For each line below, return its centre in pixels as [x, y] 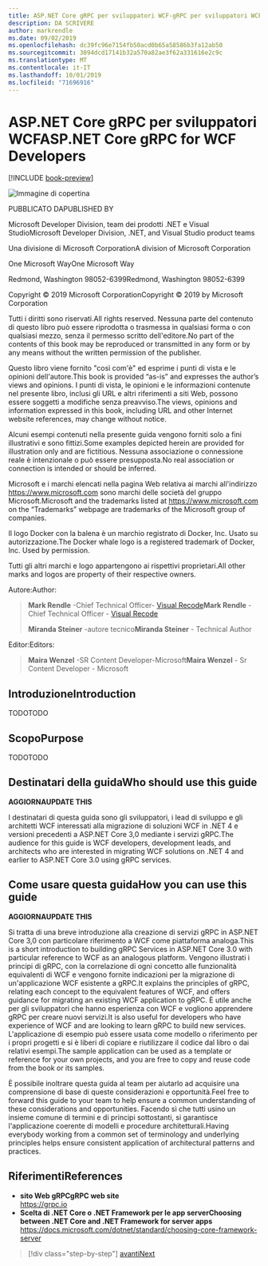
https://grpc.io [43, 1204]
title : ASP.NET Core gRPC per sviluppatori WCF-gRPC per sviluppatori [128, 16]
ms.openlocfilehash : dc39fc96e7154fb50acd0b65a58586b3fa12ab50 [116, 46]
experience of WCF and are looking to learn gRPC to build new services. [127, 1025]
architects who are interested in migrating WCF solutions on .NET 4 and [126, 851]
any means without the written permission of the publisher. [105, 353]
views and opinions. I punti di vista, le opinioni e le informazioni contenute [130, 385]
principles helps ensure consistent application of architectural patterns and [132, 1142]
